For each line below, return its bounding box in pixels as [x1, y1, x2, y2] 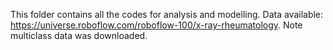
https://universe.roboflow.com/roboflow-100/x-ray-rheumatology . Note [10, 19, 303, 31]
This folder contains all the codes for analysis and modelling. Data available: [10, 9, 324, 20]
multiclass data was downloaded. [10, 30, 148, 41]
